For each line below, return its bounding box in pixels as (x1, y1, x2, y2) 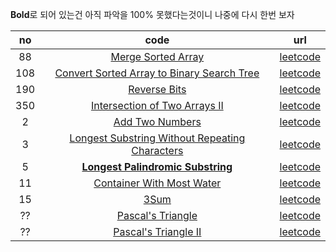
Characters (131, 144, 184, 157)
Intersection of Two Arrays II (90, 99, 224, 112)
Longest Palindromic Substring (81, 160, 233, 173)
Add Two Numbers (113, 115, 202, 128)
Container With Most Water (93, 176, 222, 190)
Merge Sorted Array (110, 50, 205, 63)
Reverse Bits (128, 83, 187, 96)
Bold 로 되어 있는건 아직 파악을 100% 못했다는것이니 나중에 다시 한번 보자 (10, 9, 295, 20)
